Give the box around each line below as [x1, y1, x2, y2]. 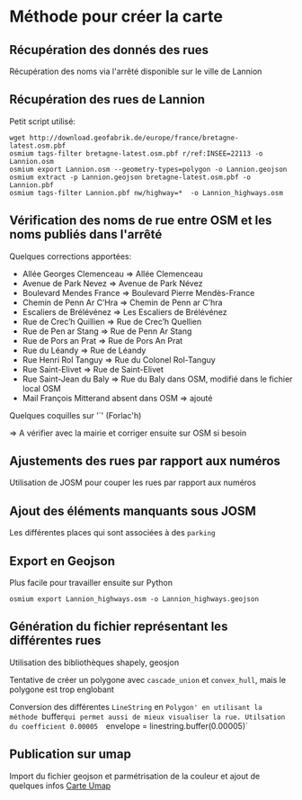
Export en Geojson [9, 553, 115, 569]
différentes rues [9, 633, 102, 649]
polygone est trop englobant [9, 684, 115, 695]
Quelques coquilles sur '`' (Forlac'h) [9, 409, 142, 420]
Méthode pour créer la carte [9, 6, 223, 27]
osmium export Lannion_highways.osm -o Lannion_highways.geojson [9, 595, 259, 604]
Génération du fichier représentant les [9, 619, 228, 634]
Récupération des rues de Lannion [9, 92, 205, 107]
